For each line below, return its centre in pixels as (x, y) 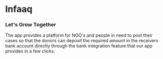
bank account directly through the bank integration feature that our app (79, 46)
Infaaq (19, 9)
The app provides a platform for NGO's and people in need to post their (79, 35)
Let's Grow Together (31, 25)
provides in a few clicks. (30, 51)
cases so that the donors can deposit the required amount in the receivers (82, 41)
